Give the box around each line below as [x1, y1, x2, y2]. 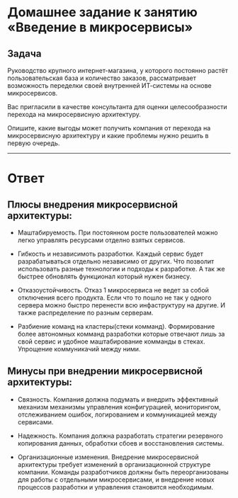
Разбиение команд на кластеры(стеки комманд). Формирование [17, 322, 215, 330]
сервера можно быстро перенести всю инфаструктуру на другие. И [17, 301, 225, 309]
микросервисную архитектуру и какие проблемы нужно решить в [7, 132, 209, 140]
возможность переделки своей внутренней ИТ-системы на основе [7, 81, 212, 89]
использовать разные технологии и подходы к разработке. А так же [17, 265, 225, 273]
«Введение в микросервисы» [7, 19, 193, 35]
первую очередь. [7, 139, 60, 147]
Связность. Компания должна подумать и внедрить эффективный [17, 395, 218, 404]
